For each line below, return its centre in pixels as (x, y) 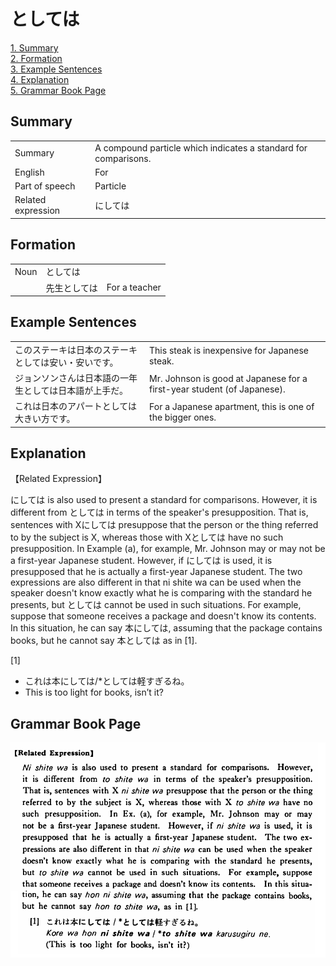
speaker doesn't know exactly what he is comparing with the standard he (161, 593)
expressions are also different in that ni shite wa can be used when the (156, 582)
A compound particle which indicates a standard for (201, 147)
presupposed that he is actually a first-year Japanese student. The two (156, 572)
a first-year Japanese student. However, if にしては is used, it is (141, 561)
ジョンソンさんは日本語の (67, 377)
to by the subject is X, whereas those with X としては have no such (147, 537)
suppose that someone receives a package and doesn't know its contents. (163, 616)
